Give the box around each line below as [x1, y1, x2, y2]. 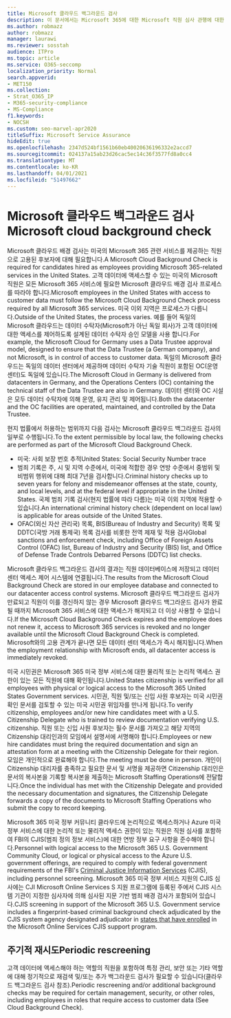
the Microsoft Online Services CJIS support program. [7, 922, 158, 931]
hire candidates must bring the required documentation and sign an [7, 740, 198, 748]
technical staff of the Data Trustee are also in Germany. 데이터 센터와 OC [7, 387, 211, 395]
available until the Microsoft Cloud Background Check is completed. [7, 630, 199, 638]
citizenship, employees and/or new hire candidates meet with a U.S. [7, 708, 199, 717]
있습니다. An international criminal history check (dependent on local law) [16, 503, 222, 512]
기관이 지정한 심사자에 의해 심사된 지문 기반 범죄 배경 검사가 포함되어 [14, 891, 198, 900]
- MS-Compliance [7, 106, 54, 113]
